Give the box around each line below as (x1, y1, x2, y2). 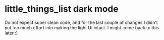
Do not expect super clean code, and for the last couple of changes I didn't (4, 20, 158, 25)
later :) (4, 30, 18, 36)
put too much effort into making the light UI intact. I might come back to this (4, 24, 159, 30)
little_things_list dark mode (4, 3, 118, 15)
